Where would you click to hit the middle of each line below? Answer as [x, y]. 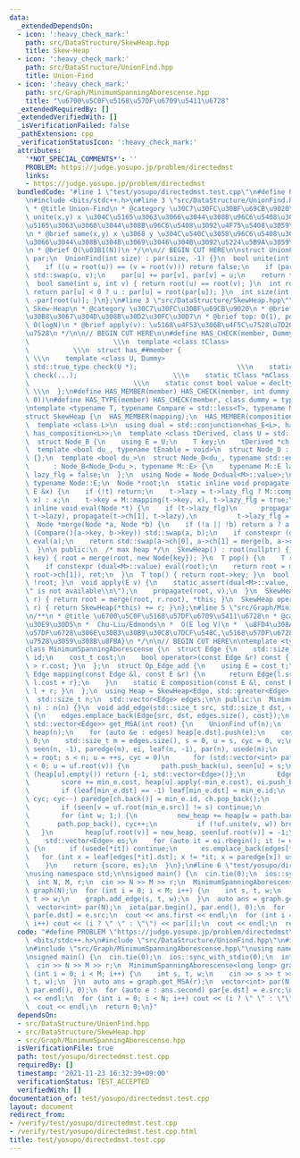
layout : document [42, 1107]
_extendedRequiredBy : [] [63, 109]
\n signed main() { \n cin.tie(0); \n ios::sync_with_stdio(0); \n [150, 957]
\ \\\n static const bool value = [146, 384]
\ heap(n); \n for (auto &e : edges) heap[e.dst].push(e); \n [146, 733]
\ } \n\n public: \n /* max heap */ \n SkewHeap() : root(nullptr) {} [159, 549]
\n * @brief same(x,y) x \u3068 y [89, 233]
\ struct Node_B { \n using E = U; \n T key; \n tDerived [150, 442]
